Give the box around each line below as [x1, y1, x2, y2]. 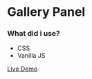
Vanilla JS [17, 52, 46, 60]
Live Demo [7, 65, 38, 73]
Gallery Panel [7, 4, 86, 20]
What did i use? [7, 29, 61, 38]
